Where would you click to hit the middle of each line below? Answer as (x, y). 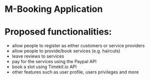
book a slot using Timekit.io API (44, 67)
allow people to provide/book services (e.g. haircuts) (66, 51)
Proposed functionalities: (58, 32)
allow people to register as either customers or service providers (78, 46)
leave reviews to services (38, 56)
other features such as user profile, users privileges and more (75, 72)
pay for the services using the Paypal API (54, 62)
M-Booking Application (54, 9)
